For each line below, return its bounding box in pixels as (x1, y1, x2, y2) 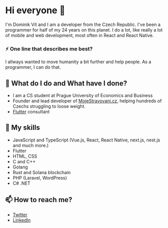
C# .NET (12, 180, 30, 186)
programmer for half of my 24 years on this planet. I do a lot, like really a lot (5, 26, 163, 33)
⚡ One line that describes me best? (5, 45, 93, 52)
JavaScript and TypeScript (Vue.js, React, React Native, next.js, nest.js (12, 137, 160, 143)
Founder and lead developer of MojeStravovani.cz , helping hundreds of (12, 98, 162, 104)
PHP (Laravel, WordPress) (12, 175, 68, 181)
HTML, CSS (12, 153, 37, 159)
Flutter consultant (12, 109, 50, 115)
